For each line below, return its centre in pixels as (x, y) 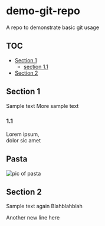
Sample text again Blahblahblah (44, 206)
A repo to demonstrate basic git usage (52, 27)
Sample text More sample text (42, 106)
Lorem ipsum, (23, 134)
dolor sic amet (24, 140)
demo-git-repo (43, 11)
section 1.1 (36, 66)
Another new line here (33, 218)
